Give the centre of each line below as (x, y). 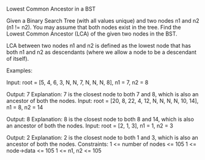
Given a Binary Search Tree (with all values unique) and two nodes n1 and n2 (103, 21)
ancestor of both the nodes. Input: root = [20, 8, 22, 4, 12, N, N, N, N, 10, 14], (102, 101)
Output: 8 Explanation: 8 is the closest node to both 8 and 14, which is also (100, 119)
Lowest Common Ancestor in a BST (51, 9)
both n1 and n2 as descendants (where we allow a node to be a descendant (102, 52)
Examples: (19, 70)
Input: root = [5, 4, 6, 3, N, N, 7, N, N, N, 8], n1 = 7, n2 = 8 (77, 82)
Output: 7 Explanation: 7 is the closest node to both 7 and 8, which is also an (102, 94)
